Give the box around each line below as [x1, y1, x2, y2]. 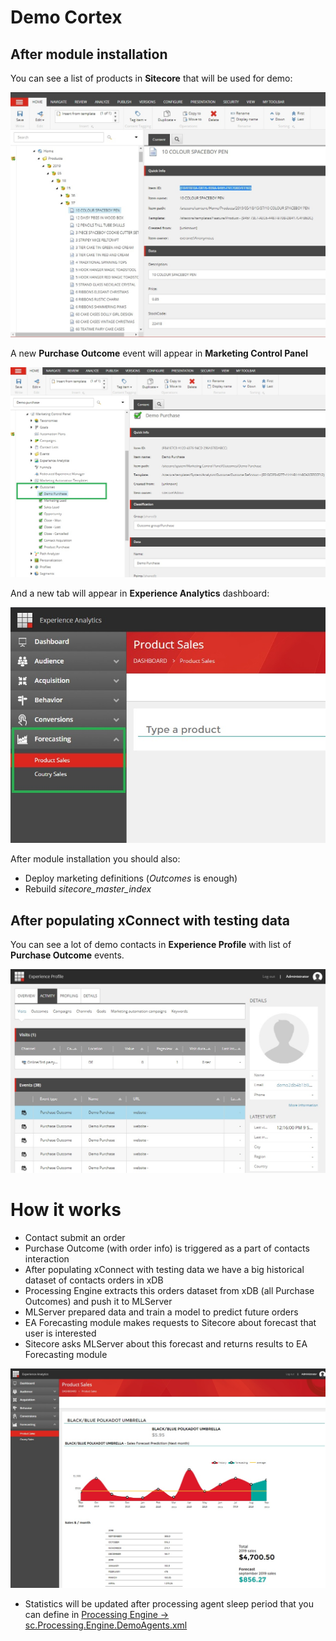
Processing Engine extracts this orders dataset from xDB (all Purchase [24, 1284, 315, 1296]
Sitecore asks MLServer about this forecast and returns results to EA [24, 1337, 308, 1350]
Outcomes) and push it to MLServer [24, 1295, 173, 1307]
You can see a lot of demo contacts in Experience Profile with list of [10, 939, 292, 951]
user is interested [24, 1327, 97, 1339]
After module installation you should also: [10, 853, 181, 865]
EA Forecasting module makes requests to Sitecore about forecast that [24, 1316, 317, 1328]
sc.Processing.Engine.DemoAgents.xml [24, 1619, 188, 1631]
